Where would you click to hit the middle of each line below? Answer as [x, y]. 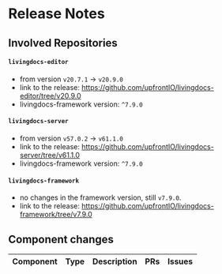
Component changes [61, 239]
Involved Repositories [63, 43]
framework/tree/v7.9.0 [56, 215]
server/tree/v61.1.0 [50, 155]
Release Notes [56, 14]
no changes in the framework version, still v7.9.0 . [100, 197]
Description [115, 261]
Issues [180, 261]
